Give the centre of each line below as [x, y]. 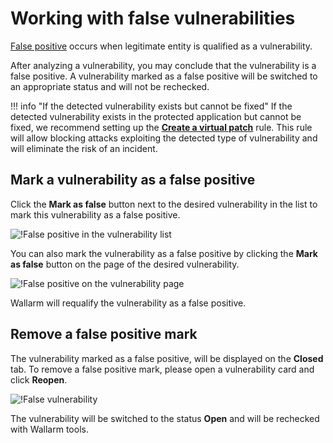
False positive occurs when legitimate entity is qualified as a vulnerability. [161, 46]
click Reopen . [39, 379]
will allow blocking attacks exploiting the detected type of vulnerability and [164, 138]
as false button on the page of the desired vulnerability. [125, 264]
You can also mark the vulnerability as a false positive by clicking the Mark [164, 253]
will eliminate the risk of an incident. [84, 148]
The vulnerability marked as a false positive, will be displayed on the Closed [167, 358]
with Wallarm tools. [49, 429]
